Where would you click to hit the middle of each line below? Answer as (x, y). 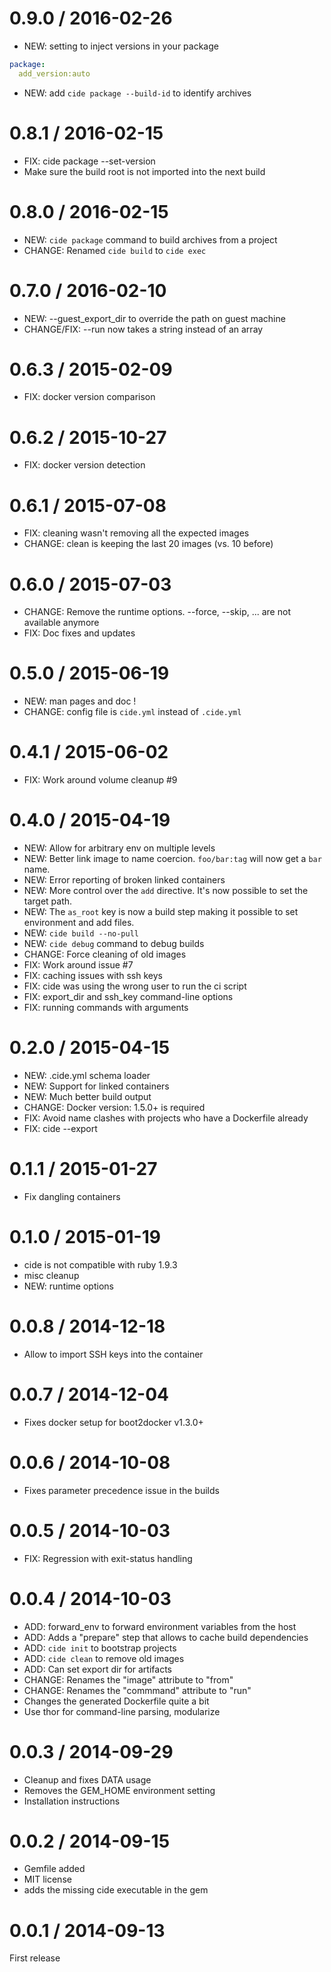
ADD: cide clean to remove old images (104, 1658)
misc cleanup (51, 1275)
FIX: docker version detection (84, 465)
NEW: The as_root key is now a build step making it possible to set (161, 912)
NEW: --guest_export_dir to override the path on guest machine (154, 318)
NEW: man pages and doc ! (80, 701)
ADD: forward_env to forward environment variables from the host (160, 1626)
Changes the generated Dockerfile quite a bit (116, 1701)
